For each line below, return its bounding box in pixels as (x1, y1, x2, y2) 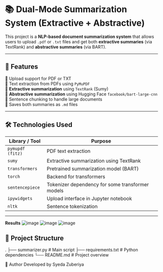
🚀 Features (5, 63, 38, 71)
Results (5, 220, 21, 226)
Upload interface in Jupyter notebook (47, 195, 132, 202)
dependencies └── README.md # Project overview (5, 252, 109, 258)
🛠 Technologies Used (5, 121, 73, 129)
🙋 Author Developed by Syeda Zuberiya (5, 261, 84, 268)
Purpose (91, 137, 112, 144)
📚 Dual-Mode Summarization (5, 4, 127, 15)
